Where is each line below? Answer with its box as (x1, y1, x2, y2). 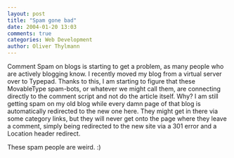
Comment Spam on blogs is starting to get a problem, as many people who (7, 62, 224, 70)
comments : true (7, 29, 52, 37)
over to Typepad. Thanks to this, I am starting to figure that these (7, 77, 195, 85)
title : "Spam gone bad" (7, 17, 77, 24)
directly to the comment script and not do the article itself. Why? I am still (7, 92, 219, 100)
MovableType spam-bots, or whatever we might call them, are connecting (7, 85, 221, 93)
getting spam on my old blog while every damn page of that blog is (7, 100, 202, 107)
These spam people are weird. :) (7, 143, 101, 151)
